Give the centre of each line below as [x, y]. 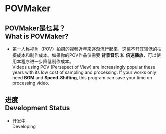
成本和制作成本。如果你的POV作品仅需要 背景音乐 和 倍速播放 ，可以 [86, 55]
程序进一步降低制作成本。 [47, 61]
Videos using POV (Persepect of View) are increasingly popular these [84, 67]
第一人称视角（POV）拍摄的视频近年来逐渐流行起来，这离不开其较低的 [84, 49]
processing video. [31, 83]
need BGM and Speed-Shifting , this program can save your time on [82, 77]
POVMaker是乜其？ [35, 28]
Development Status [38, 108]
